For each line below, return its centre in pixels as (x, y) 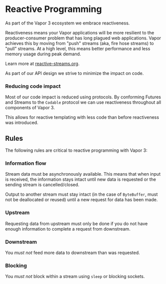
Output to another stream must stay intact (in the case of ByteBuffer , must (82, 194)
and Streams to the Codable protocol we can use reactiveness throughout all (83, 102)
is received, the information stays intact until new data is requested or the (81, 179)
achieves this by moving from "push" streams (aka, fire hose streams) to (80, 43)
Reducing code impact (33, 86)
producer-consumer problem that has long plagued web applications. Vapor (83, 38)
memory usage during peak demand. (43, 54)
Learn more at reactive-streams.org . (42, 63)
